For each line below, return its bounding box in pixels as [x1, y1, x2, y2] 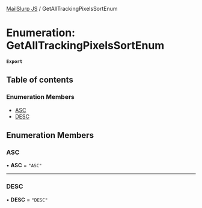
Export [6, 58, 23, 65]
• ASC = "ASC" [6, 162, 42, 169]
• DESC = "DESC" [6, 196, 48, 203]
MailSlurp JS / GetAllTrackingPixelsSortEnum [6, 5, 118, 12]
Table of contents [6, 75, 73, 85]
